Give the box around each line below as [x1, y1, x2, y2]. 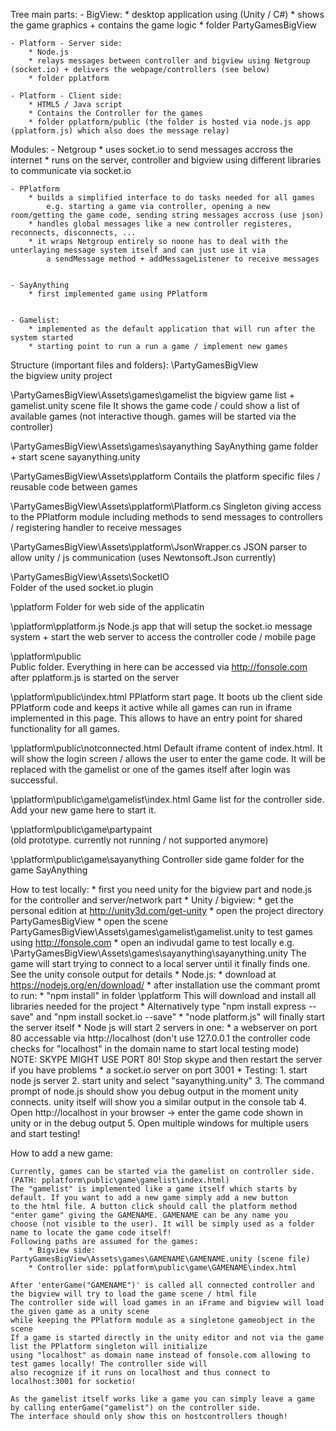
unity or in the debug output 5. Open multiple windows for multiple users [10, 1117, 309, 1129]
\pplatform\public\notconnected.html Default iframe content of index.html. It [10, 742, 323, 754]
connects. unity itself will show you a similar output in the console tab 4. [10, 1096, 307, 1108]
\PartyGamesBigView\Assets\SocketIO [10, 571, 170, 583]
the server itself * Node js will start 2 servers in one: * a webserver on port [10, 1022, 318, 1033]
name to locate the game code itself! [10, 1228, 172, 1238]
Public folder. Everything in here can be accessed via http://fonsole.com [10, 661, 308, 673]
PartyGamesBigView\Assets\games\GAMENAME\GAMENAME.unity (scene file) [10, 1254, 311, 1264]
